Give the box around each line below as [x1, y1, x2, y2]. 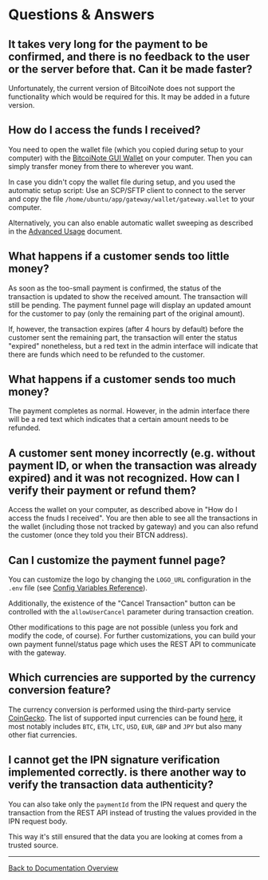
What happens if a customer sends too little [8, 250, 230, 263]
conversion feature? [8, 684, 112, 697]
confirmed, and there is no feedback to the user [8, 49, 250, 63]
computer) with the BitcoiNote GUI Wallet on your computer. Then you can [8, 153, 253, 163]
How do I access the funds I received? [8, 124, 201, 137]
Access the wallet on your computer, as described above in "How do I [8, 505, 238, 515]
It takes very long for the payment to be [8, 37, 208, 51]
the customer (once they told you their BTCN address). [8, 531, 188, 540]
